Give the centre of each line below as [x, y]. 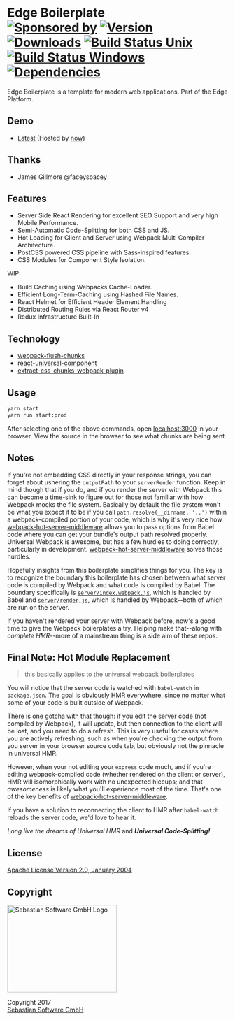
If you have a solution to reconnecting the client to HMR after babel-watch [113, 810]
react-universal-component [57, 363]
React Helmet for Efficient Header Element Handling [92, 302]
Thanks [24, 160]
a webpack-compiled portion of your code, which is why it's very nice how [115, 519]
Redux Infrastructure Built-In [58, 317]
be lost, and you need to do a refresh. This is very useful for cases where [113, 731]
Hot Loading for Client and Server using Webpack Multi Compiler [111, 238]
